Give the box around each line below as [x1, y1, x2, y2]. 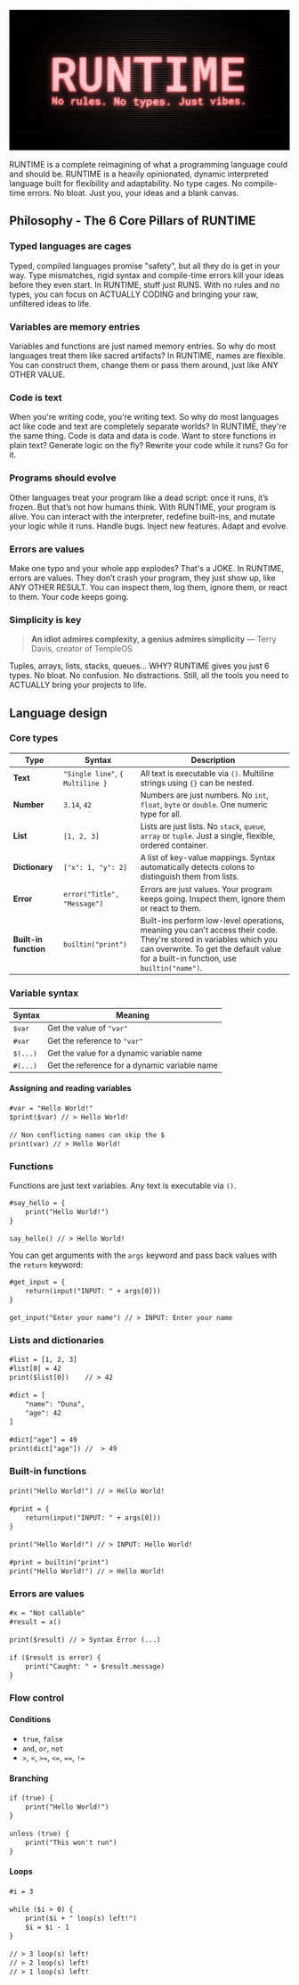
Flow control [9, 1691, 65, 1703]
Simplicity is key [9, 613, 82, 626]
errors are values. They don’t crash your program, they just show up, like [9, 572, 276, 583]
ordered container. [140, 840, 209, 851]
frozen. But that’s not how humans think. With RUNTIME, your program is [9, 501, 276, 513]
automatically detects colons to [140, 862, 255, 873]
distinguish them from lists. [140, 871, 239, 882]
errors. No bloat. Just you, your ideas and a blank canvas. [27, 188, 239, 198]
